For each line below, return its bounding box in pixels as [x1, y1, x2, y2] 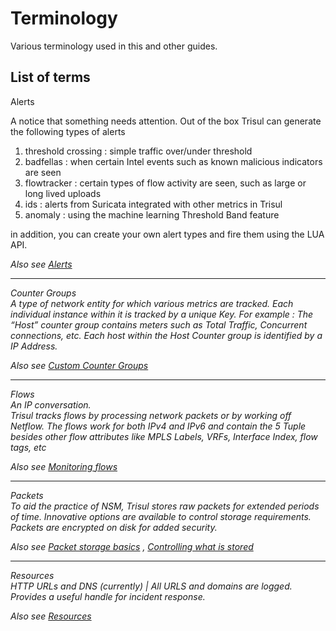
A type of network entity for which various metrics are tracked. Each [10, 297, 294, 309]
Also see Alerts [10, 258, 73, 270]
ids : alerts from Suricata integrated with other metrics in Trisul [24, 198, 283, 210]
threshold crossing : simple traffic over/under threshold [24, 145, 253, 157]
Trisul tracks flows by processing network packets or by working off [10, 409, 292, 421]
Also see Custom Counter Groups [10, 359, 149, 371]
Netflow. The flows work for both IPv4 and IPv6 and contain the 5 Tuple [10, 420, 307, 432]
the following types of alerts [10, 125, 126, 137]
